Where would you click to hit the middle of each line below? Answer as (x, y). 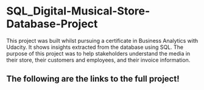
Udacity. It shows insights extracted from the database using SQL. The (95, 47)
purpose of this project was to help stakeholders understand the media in (98, 53)
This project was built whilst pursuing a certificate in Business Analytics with (102, 40)
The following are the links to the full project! (93, 79)
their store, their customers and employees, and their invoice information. (98, 60)
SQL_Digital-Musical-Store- (78, 11)
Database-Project (52, 24)
